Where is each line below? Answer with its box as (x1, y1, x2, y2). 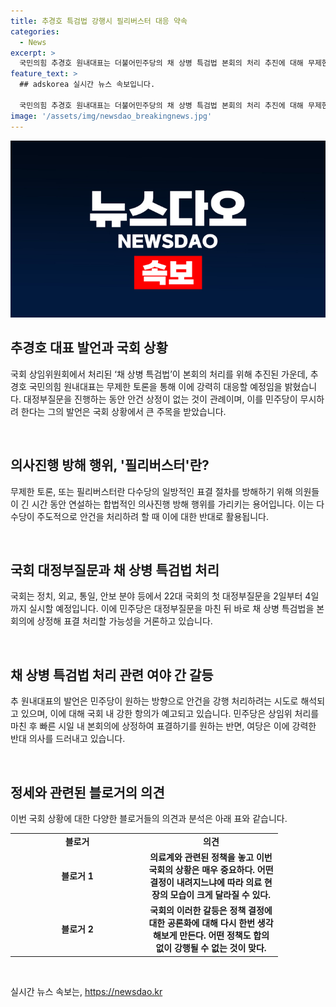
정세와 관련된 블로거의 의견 (10, 784, 165, 801)
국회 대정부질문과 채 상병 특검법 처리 (10, 562, 220, 579)
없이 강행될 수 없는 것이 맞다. (155, 942, 267, 954)
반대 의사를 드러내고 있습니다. (10, 733, 126, 745)
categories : (10, 26, 60, 37)
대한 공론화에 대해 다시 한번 (148, 917, 256, 929)
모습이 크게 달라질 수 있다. (169, 889, 271, 901)
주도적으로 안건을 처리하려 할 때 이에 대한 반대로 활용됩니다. (36, 510, 269, 522)
